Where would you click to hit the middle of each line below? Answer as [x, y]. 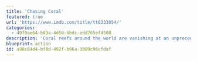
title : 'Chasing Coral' [35, 11]
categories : [21, 28]
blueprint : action [28, 44]
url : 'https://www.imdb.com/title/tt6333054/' [64, 22]
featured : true [25, 17]
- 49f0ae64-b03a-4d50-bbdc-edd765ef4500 [61, 33]
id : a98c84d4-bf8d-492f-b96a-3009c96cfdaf [59, 49]
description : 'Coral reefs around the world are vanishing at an [87, 38]
